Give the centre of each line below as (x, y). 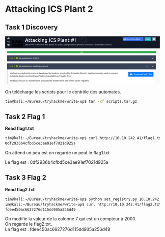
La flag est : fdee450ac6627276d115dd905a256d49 (58, 229)
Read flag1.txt (20, 128)
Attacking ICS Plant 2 (49, 9)
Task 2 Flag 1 (25, 117)
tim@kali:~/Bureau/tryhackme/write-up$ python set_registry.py (71, 199)
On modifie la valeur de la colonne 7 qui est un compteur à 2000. (71, 219)
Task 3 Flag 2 (26, 178)
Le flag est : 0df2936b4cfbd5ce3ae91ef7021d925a (57, 162)
